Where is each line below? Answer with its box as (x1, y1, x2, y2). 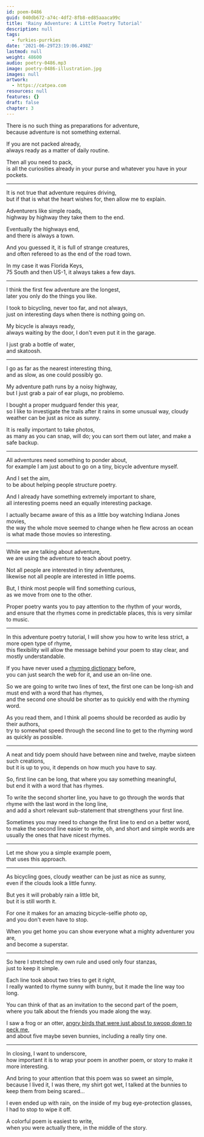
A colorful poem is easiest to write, (6, 1118, 93, 1125)
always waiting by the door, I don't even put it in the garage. (6, 329, 156, 336)
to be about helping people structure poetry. (6, 481, 117, 488)
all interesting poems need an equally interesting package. (6, 499, 153, 506)
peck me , (6, 1026, 30, 1033)
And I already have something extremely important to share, (6, 492, 157, 500)
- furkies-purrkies (12, 37, 61, 43)
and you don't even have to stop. (6, 915, 89, 923)
